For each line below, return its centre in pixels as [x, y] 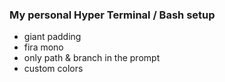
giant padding [52, 37]
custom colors [53, 69]
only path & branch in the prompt [92, 58]
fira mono [43, 47]
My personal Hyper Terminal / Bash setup [112, 15]
